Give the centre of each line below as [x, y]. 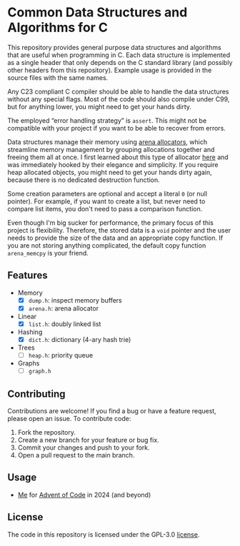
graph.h [40, 372]
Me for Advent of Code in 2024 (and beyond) [84, 495]
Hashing [30, 332]
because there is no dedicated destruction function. [84, 180]
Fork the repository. [47, 432]
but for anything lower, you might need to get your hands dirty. [99, 106]
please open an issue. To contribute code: [69, 418]
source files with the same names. [58, 77]
